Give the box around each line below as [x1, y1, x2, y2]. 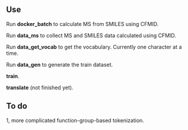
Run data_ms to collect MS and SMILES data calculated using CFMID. [6, 32, 177, 39]
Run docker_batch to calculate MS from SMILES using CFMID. [6, 20, 159, 27]
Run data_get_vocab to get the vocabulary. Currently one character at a [6, 43, 182, 50]
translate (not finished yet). [6, 84, 74, 91]
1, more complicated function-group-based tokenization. [6, 116, 144, 123]
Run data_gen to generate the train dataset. [6, 61, 113, 68]
